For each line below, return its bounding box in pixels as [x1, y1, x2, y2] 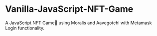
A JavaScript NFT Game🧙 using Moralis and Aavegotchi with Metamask [5, 20, 152, 26]
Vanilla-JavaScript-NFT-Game [5, 3, 134, 15]
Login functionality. [5, 25, 45, 31]
